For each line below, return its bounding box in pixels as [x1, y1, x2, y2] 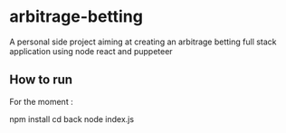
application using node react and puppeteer [9, 45, 174, 56]
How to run [9, 72, 73, 88]
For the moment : [9, 96, 74, 107]
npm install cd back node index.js [9, 113, 134, 124]
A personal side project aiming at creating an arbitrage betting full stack [9, 36, 278, 47]
